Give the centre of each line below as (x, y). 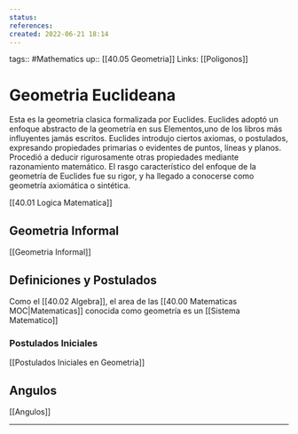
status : (24, 17)
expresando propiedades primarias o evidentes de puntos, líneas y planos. (145, 148)
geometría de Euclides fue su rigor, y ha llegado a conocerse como (132, 176)
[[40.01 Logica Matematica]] (61, 203)
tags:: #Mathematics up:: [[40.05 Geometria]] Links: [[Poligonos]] (129, 59)
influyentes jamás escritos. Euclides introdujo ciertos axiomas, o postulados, (149, 138)
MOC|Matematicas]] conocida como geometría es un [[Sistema (125, 311)
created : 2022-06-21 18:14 (59, 34)
